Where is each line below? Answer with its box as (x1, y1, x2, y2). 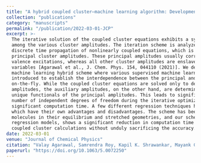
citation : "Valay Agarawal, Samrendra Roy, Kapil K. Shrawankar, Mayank (6, 142, 191, 148)
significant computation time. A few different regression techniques (11, 103, 191, 109)
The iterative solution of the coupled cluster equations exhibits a (11, 36, 188, 42)
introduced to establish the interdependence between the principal (11, 75, 186, 81)
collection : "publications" (6, 14, 77, 20)
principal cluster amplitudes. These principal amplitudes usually (11, 53, 184, 59)
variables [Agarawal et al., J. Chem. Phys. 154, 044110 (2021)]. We (11, 64, 188, 70)
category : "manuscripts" (6, 20, 68, 26)
